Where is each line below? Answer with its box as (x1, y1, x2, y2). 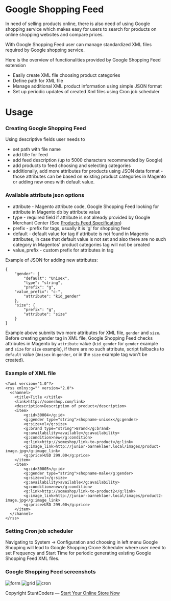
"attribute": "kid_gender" (23, 294, 81, 299)
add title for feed (12, 152, 48, 158)
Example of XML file (5, 369, 56, 377)
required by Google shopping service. (5, 47, 85, 53)
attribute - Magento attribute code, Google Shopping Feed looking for (12, 203, 159, 210)
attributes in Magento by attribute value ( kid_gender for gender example (5, 340, 158, 346)
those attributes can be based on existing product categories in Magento (12, 173, 166, 180)
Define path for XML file (12, 77, 63, 84)
